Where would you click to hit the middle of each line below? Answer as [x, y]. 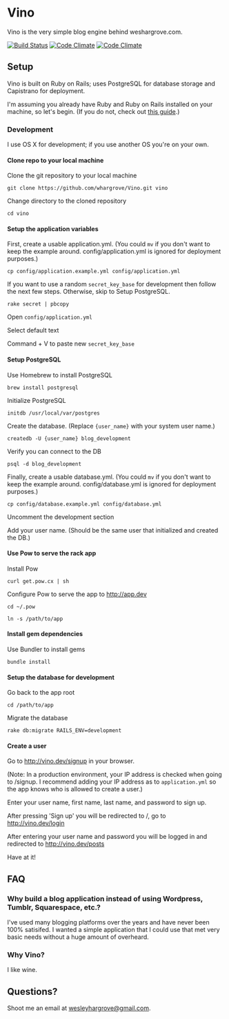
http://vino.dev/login [36, 823]
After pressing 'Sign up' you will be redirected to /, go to [87, 816]
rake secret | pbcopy [38, 304]
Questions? [32, 991]
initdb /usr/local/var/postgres [53, 413]
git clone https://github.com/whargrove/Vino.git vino [88, 188]
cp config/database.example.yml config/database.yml [84, 504]
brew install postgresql [43, 388]
